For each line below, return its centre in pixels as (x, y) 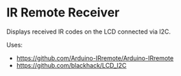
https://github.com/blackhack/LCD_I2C (71, 65)
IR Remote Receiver (63, 13)
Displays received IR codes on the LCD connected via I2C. (89, 31)
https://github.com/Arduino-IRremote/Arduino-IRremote (95, 58)
